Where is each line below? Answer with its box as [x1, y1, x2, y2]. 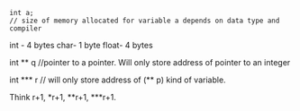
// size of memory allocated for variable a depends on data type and [9, 16, 280, 25]
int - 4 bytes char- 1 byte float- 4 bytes [9, 40, 153, 50]
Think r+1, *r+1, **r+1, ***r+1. [9, 92, 117, 102]
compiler [9, 24, 42, 33]
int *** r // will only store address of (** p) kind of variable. [9, 74, 227, 85]
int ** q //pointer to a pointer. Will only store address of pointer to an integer [9, 57, 291, 67]
